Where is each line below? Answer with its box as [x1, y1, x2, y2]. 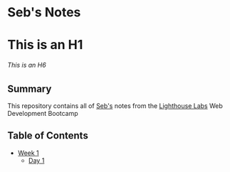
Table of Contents [7, 129, 89, 142]
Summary [7, 82, 52, 95]
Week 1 [17, 149, 39, 157]
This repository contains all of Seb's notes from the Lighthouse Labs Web [7, 102, 223, 110]
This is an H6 [7, 60, 46, 69]
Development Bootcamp [7, 109, 78, 117]
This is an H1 [7, 37, 83, 53]
